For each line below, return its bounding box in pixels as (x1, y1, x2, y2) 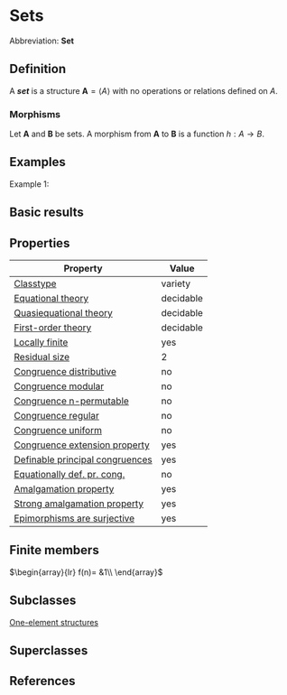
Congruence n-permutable (14, 394, 129, 407)
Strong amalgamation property (14, 497, 144, 510)
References (9, 673, 76, 689)
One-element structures (9, 616, 99, 627)
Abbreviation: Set (9, 35, 75, 46)
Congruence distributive (14, 366, 117, 378)
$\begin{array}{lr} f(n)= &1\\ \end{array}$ (9, 566, 163, 578)
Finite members (9, 542, 99, 558)
